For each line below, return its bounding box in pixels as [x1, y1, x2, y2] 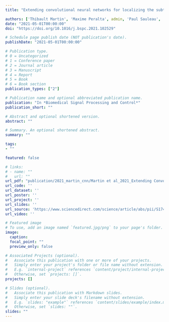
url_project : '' [5, 197, 39, 202]
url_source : [5, 206, 30, 212]
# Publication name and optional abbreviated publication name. [5, 95, 143, 100]
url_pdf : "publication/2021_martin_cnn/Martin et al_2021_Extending [5, 179, 152, 184]
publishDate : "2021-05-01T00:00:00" [5, 40, 82, 45]
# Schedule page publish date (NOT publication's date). [5, 35, 127, 40]
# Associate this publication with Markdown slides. [5, 290, 123, 295]
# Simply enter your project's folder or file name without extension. [5, 262, 163, 267]
